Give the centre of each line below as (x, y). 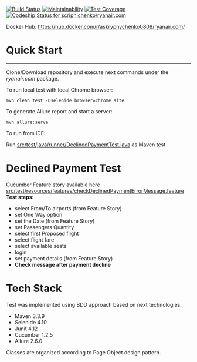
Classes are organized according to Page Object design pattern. (84, 352)
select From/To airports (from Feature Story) (68, 208)
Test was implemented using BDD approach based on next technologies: (94, 304)
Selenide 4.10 (30, 322)
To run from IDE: (26, 133)
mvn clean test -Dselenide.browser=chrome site (65, 100)
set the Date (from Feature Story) (55, 221)
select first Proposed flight (47, 233)
